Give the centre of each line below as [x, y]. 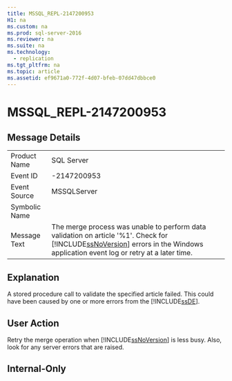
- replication [33, 59]
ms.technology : [29, 53]
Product [23, 156]
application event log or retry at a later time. [122, 253]
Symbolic [26, 207]
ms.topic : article [33, 71]
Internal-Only [37, 369]
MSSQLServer [75, 192]
